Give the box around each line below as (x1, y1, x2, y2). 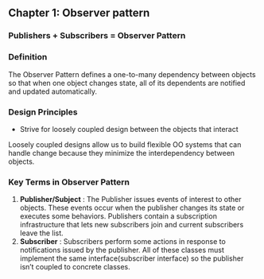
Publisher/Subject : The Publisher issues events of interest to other (19, 195, 242, 204)
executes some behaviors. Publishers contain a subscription (19, 211, 217, 221)
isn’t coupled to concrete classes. (19, 262, 131, 272)
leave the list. (19, 228, 64, 238)
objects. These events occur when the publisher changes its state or (19, 203, 245, 213)
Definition (8, 52, 48, 63)
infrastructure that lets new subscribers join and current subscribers (19, 220, 244, 230)
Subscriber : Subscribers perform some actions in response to (19, 237, 227, 246)
